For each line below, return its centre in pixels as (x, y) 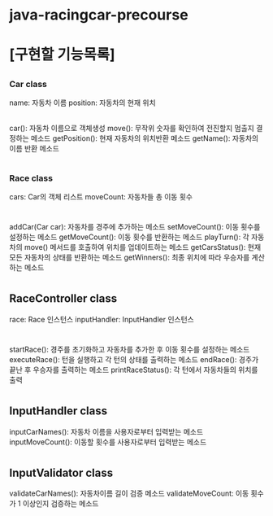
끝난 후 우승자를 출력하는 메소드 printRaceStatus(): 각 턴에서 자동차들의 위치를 (134, 370)
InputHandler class (58, 411)
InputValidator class (61, 472)
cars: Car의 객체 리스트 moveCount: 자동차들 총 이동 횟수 (101, 197)
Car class (28, 84)
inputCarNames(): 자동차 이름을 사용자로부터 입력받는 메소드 (106, 431)
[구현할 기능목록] (63, 55)
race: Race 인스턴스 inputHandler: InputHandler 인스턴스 (102, 319)
